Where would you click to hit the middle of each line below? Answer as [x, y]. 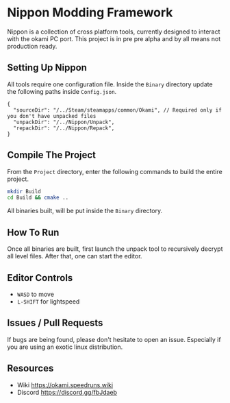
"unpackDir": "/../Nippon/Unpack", [64, 122]
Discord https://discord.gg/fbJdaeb [67, 392]
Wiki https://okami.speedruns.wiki [65, 384]
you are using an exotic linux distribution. [65, 347]
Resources [30, 368]
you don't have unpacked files [52, 116]
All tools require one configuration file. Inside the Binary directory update [110, 84]
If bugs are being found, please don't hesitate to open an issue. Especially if [114, 339]
